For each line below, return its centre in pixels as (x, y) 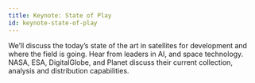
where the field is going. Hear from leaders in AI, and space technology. (126, 54)
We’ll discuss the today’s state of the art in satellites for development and (128, 45)
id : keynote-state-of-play (53, 23)
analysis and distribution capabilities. (69, 70)
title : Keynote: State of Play (60, 15)
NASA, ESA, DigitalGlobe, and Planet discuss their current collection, (120, 62)
